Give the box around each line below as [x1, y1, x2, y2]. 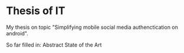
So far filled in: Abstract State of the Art [6, 41, 102, 48]
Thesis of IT [6, 4, 65, 18]
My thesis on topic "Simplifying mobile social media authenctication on [6, 24, 179, 31]
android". [6, 29, 28, 37]
